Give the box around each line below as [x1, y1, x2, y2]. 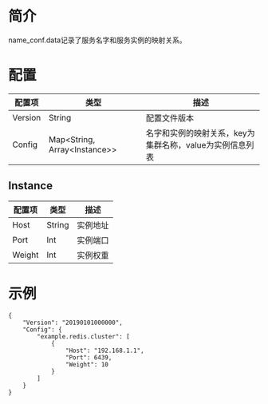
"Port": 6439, [65, 353, 112, 362]
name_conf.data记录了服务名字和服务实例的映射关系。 [8, 35, 187, 45]
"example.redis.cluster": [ [37, 332, 130, 340]
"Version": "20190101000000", [22, 319, 124, 327]
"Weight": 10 [65, 360, 109, 368]
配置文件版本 [145, 113, 194, 124]
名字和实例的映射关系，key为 [145, 127, 255, 138]
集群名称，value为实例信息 [145, 139, 246, 150]
